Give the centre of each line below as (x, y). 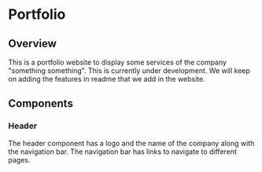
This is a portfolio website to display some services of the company (117, 62)
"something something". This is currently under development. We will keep (129, 71)
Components (41, 104)
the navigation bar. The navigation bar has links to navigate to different (123, 152)
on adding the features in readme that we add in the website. (107, 79)
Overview (33, 44)
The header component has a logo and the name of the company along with (131, 143)
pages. (19, 159)
